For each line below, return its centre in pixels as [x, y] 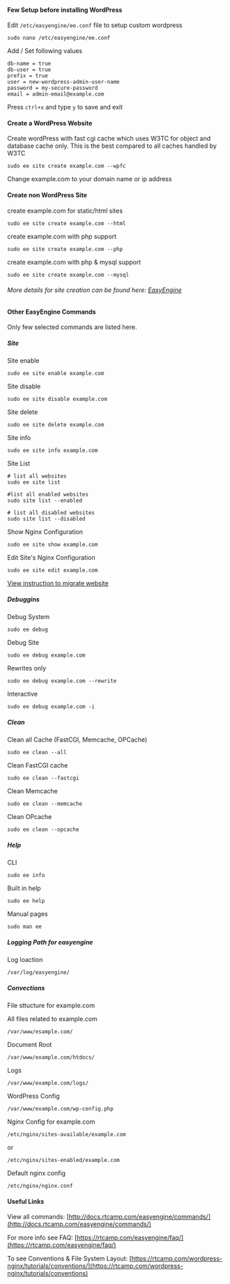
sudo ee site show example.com [53, 545]
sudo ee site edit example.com [53, 571]
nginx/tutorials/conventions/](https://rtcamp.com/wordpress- [95, 1266]
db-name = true [29, 64]
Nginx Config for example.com [51, 1122]
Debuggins [23, 599]
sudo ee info [26, 876]
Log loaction [25, 960]
